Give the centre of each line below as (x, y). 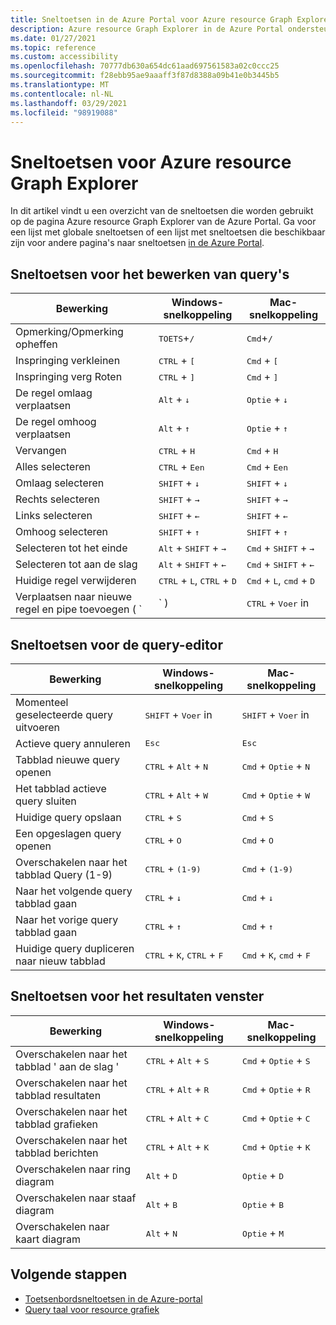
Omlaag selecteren (60, 483)
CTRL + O (163, 839)
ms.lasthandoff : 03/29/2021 (69, 103)
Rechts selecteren (57, 499)
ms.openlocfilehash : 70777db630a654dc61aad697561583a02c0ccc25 (145, 66)
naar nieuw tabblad (60, 961)
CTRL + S (163, 817)
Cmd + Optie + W (276, 794)
